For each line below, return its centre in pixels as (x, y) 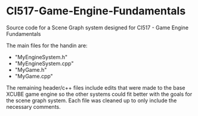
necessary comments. (33, 106)
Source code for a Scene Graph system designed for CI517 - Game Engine (98, 28)
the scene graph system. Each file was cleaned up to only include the (92, 100)
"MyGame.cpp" (34, 76)
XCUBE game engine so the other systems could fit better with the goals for (99, 94)
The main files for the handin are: (47, 45)
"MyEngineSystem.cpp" (44, 63)
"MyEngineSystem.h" (41, 57)
